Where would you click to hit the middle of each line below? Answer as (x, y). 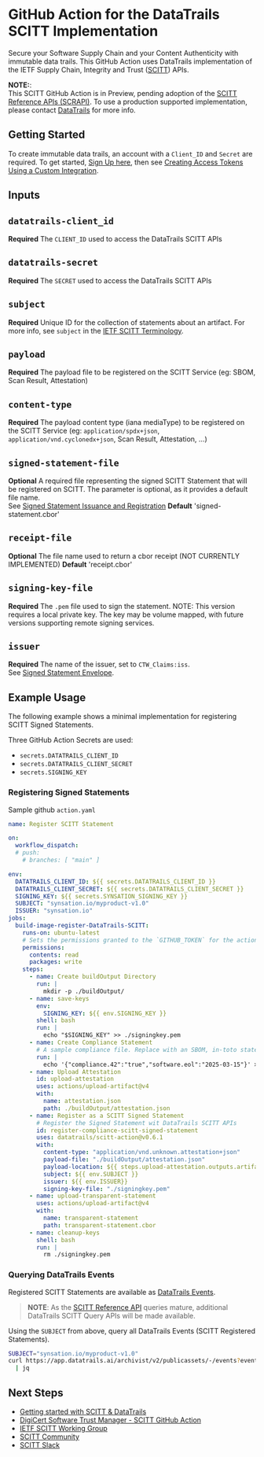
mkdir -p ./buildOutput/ (84, 991)
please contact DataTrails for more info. (72, 110)
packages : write (55, 962)
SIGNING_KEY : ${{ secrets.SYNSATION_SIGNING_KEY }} (102, 896)
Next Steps (36, 1393)
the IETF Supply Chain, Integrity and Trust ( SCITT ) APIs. (99, 69)
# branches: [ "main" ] (61, 860)
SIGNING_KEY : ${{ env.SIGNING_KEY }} (105, 1013)
